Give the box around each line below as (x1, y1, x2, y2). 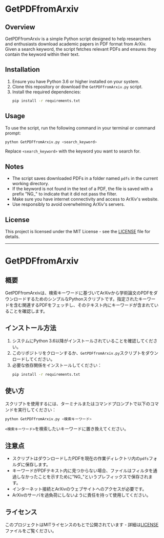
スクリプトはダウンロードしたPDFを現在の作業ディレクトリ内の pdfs (12, 455, 149, 461)
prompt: (5, 130, 21, 136)
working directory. (12, 181, 49, 187)
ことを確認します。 (9, 308, 48, 314)
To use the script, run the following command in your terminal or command (5, 125, 155, 130)
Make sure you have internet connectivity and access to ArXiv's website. (12, 196, 159, 202)
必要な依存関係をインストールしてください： (12, 362, 102, 368)
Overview (5, 23, 36, 31)
